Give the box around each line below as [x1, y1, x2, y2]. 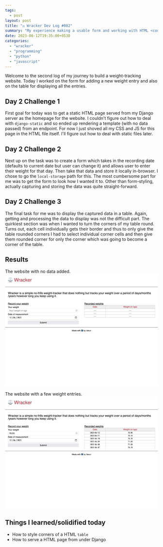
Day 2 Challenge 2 [5, 145, 62, 153]
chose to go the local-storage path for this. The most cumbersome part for [5, 173, 156, 179]
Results [5, 255, 29, 264]
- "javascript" [9, 59, 40, 64]
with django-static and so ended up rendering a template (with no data [5, 120, 148, 126]
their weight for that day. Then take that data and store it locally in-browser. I [5, 168, 158, 174]
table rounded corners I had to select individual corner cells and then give [5, 231, 153, 237]
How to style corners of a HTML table [12, 531, 89, 537]
